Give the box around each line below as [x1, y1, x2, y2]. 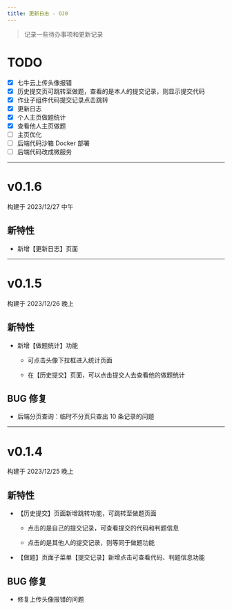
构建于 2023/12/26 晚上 [7, 299, 74, 308]
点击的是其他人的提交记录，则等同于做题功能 [27, 539, 155, 547]
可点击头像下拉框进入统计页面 [27, 355, 113, 364]
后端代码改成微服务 [17, 148, 72, 156]
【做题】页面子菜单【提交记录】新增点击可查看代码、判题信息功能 [17, 553, 205, 562]
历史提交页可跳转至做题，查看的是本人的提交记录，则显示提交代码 [17, 87, 205, 95]
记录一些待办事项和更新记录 [23, 30, 104, 38]
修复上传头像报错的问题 [17, 595, 84, 603]
